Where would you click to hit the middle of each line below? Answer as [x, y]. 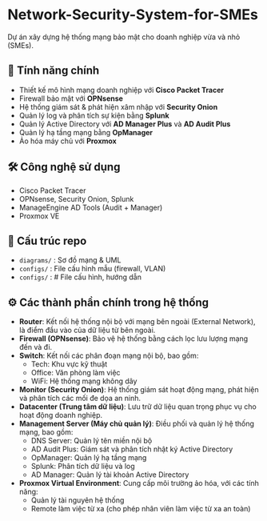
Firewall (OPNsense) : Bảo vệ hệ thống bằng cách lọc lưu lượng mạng [133, 339]
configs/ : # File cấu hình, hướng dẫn [80, 277]
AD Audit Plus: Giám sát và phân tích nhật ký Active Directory [132, 449]
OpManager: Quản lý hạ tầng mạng [89, 458]
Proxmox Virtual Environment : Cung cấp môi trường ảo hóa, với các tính [139, 483]
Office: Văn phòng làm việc [76, 373]
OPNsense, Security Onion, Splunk [76, 198]
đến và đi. [36, 347]
